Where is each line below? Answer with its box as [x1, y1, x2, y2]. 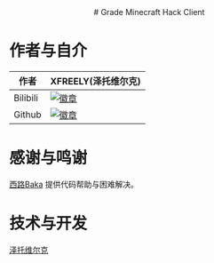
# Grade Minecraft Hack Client [93, 7, 205, 17]
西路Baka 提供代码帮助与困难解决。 [9, 179, 139, 189]
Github [13, 108, 42, 121]
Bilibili [13, 92, 38, 104]
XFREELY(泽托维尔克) [50, 75, 141, 87]
